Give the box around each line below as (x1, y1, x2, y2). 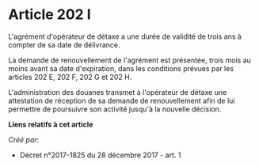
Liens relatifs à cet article (8, 119, 93, 129)
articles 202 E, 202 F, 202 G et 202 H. (8, 72, 132, 81)
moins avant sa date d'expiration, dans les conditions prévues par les (8, 63, 234, 73)
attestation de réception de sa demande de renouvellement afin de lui (8, 96, 235, 105)
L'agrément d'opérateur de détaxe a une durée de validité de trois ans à (8, 32, 242, 41)
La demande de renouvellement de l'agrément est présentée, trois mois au (8, 55, 252, 65)
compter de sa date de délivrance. (8, 40, 120, 49)
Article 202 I (8, 6, 91, 24)
